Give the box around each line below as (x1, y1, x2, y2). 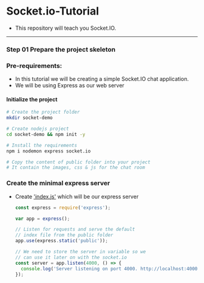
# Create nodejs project (6, 126, 69, 132)
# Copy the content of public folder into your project (6, 159, 151, 165)
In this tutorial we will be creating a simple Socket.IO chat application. (15, 75, 189, 83)
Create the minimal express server (6, 179, 110, 188)
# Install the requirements (6, 142, 78, 148)
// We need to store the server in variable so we (15, 249, 146, 255)
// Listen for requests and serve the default (15, 227, 135, 233)
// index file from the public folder (15, 232, 114, 238)
